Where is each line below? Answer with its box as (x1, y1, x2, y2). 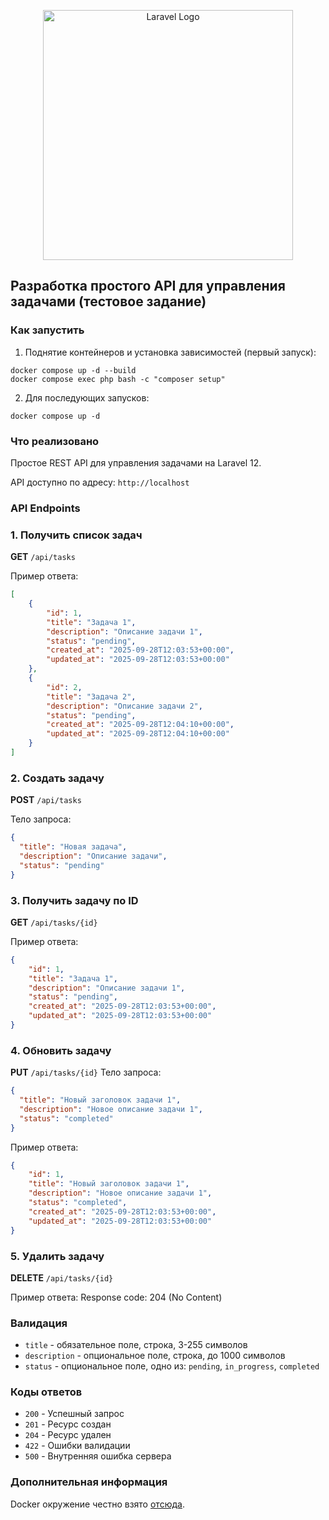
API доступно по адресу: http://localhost (10, 476, 190, 488)
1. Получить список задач (10, 528, 143, 542)
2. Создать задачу (10, 771, 105, 785)
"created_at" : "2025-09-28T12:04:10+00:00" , (46, 720, 235, 730)
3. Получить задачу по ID (10, 893, 139, 907)
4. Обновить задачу (10, 1043, 112, 1057)
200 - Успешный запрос (24, 1408, 125, 1420)
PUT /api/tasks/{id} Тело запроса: (10, 1066, 162, 1079)
